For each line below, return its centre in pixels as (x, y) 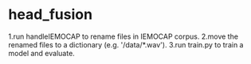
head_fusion (51, 15)
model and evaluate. (42, 53)
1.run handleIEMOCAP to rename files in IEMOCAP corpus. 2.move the (124, 36)
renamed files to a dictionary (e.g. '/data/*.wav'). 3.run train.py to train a (126, 44)
